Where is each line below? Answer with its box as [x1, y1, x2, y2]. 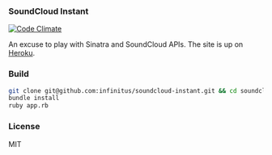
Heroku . [8, 48, 36, 58]
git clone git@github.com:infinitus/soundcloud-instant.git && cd [8, 86, 237, 94]
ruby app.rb [8, 102, 49, 110]
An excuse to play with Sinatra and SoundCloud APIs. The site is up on [8, 40, 244, 49]
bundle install [8, 94, 60, 103]
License [8, 121, 40, 132]
